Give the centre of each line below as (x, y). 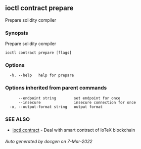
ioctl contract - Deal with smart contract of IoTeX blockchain (73, 130)
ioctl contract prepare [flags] (38, 53)
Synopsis (17, 33)
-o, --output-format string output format (56, 107)
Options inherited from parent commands (56, 88)
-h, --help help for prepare (42, 75)
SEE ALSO (18, 119)
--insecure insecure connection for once (77, 102)
